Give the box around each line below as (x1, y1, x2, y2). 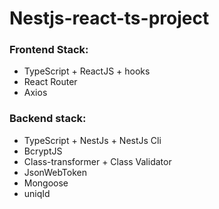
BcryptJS (23, 145, 63, 157)
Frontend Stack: (9, 43, 89, 57)
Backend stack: (9, 112, 87, 126)
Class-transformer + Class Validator (23, 155, 172, 167)
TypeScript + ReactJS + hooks (23, 65, 151, 77)
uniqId (23, 187, 51, 199)
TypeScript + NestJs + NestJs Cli (23, 134, 162, 146)
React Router (23, 76, 78, 88)
